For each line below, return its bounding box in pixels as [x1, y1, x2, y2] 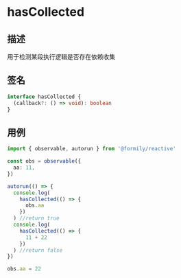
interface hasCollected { [7, 93, 81, 100]
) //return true [13, 215, 60, 222]
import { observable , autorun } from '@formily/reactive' [7, 146, 176, 152]
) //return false [13, 246, 63, 254]
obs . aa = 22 [7, 266, 41, 273]
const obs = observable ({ [7, 158, 81, 165]
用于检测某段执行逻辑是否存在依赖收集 [7, 53, 115, 60]
